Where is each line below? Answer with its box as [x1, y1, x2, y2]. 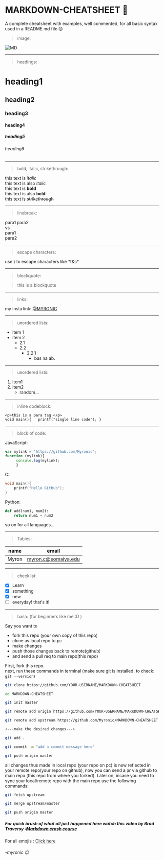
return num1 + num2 [14, 513, 54, 518]
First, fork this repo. [5, 663, 45, 669]
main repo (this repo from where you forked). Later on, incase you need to [5, 772, 155, 778]
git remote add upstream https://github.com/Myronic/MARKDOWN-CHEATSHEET [5, 718, 159, 723]
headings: [17, 59, 38, 65]
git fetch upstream [5, 792, 45, 797]
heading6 [5, 146, 24, 151]
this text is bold [5, 186, 37, 191]
